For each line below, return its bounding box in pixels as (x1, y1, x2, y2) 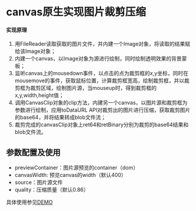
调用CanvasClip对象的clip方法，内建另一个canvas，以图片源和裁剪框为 (14, 99, 188, 106)
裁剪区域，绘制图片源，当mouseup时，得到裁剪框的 (30, 85, 157, 92)
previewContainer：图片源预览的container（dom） (14, 164, 139, 171)
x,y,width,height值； (14, 92, 64, 99)
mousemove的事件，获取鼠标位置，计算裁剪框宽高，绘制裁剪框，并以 (14, 77, 185, 84)
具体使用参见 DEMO (6, 199, 53, 206)
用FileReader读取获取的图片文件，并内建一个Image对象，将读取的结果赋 (14, 41, 191, 48)
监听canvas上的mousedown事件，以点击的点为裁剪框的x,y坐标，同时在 (14, 70, 189, 77)
